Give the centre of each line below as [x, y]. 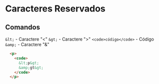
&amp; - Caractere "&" [27, 44]
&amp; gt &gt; [31, 67]
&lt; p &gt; [29, 63]
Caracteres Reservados [55, 9]
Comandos [23, 27]
